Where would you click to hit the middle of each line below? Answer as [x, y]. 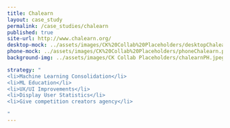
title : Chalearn [30, 13]
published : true [30, 32]
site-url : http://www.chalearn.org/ [59, 39]
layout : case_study [35, 20]
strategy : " [24, 70]
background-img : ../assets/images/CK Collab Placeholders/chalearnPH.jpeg [116, 58]
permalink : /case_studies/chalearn [58, 26]
